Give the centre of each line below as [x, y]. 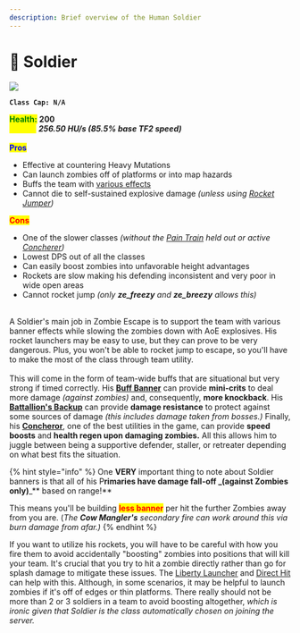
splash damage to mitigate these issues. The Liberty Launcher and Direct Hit [150, 572]
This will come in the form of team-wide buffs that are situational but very [144, 378]
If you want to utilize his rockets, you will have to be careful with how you [144, 544]
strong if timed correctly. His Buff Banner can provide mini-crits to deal [142, 388]
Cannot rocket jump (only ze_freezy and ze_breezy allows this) [139, 294]
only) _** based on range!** [61, 490]
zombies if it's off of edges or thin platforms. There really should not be [141, 592]
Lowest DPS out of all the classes [83, 257]
